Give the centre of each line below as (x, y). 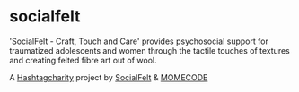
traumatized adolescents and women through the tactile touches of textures (149, 50)
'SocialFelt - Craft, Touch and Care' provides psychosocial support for (139, 41)
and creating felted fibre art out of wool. (83, 60)
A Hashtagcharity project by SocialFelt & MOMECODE (109, 77)
